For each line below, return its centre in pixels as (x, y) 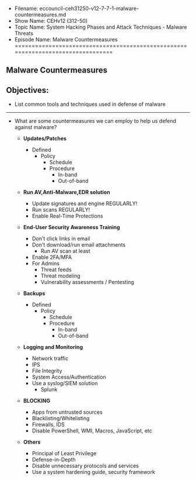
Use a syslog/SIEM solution (65, 383)
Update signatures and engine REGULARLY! (85, 203)
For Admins (46, 264)
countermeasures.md (40, 15)
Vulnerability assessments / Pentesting (87, 282)
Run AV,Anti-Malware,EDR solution (66, 192)
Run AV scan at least (65, 251)
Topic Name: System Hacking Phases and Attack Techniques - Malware (101, 27)
